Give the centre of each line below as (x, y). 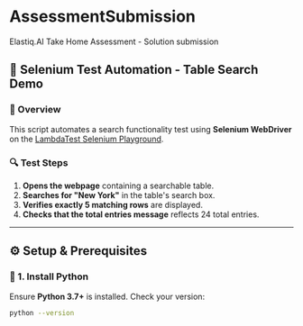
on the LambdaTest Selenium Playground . (87, 139)
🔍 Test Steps (39, 162)
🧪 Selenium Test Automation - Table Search (134, 70)
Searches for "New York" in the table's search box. (119, 195)
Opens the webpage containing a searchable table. (118, 186)
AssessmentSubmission (103, 17)
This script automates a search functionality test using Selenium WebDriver (151, 129)
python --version (42, 312)
